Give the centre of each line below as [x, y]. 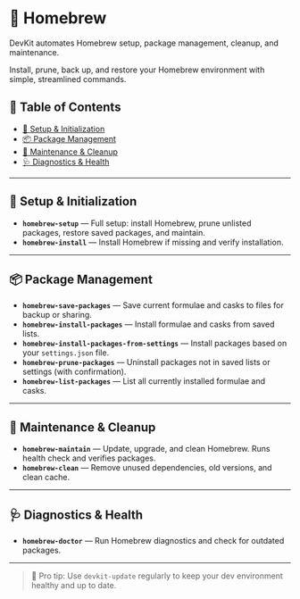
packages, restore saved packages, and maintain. [113, 232]
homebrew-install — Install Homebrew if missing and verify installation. [153, 242]
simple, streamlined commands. [68, 79]
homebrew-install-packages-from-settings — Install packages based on [154, 344]
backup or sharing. [57, 315]
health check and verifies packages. [89, 458]
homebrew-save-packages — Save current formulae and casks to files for [153, 305]
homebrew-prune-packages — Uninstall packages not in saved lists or [146, 362]
